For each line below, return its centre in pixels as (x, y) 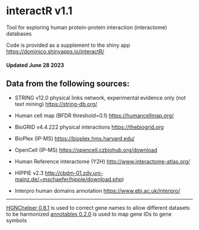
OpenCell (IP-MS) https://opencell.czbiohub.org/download (86, 150)
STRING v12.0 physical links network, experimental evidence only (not (100, 98)
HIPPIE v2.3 (29, 173)
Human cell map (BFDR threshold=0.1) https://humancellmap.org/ (94, 116)
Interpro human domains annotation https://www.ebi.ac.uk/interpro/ (97, 191)
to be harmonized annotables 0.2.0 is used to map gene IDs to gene (89, 214)
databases (19, 33)
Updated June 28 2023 (35, 65)
